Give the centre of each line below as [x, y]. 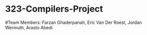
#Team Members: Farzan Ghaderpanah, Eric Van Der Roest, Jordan [73, 22]
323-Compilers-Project [54, 9]
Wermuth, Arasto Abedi [29, 27]
